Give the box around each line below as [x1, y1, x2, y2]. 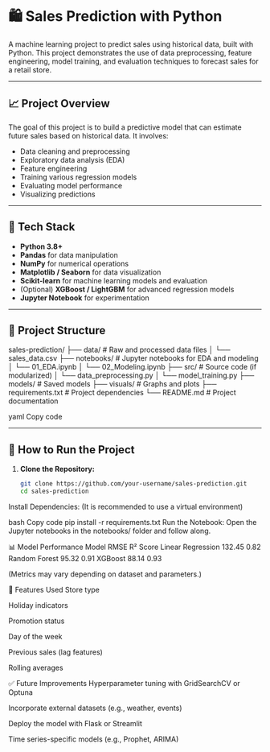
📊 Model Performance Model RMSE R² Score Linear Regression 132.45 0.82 [8, 542, 261, 552]
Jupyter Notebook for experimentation [19, 292, 150, 303]
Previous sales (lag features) [8, 647, 103, 657]
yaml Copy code [8, 412, 63, 422]
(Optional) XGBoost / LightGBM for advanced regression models [19, 284, 235, 294]
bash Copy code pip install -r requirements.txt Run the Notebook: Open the [8, 517, 257, 527]
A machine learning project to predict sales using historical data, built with [8, 39, 254, 49]
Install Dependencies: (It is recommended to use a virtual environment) [8, 502, 243, 511]
